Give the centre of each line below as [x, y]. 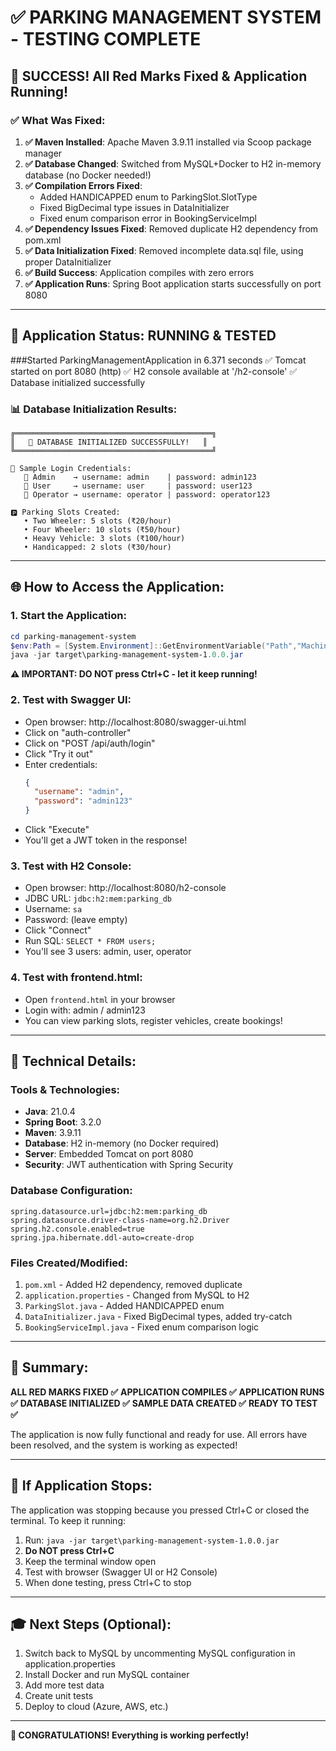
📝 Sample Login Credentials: [71, 468]
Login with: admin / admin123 [85, 1010]
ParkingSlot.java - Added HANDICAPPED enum [124, 1305]
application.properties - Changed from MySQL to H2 [137, 1295]
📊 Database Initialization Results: [94, 409]
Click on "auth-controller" [78, 732]
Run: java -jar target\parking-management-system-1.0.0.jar [152, 1540]
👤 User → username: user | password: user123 [138, 486]
